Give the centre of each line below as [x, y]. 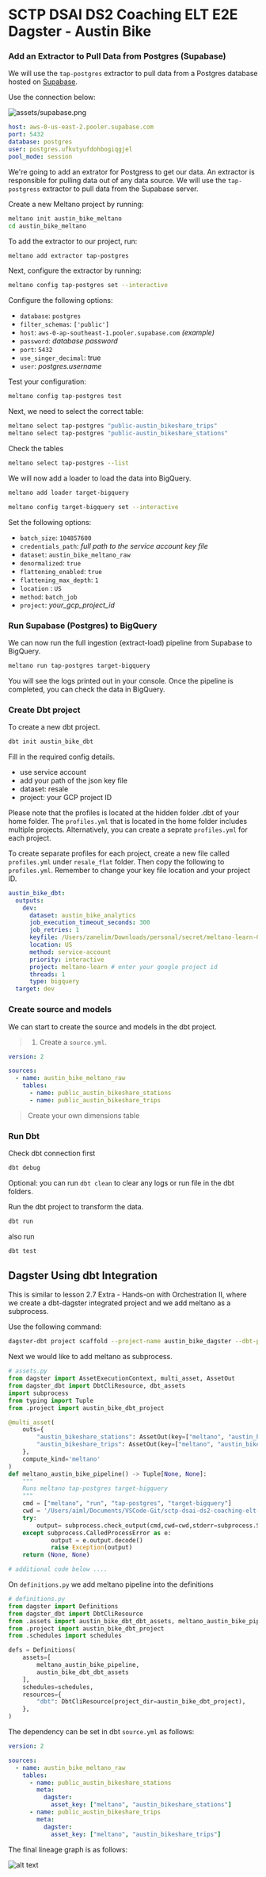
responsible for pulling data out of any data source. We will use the [117, 180]
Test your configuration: [47, 381]
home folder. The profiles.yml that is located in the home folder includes [128, 821]
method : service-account [70, 952]
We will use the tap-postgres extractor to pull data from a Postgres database [133, 74]
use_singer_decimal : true [60, 358]
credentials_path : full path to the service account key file [114, 546]
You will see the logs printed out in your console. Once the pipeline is [121, 680]
